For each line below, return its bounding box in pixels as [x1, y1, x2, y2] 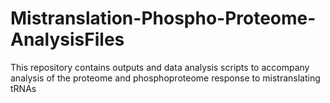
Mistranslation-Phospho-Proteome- [10, 7, 317, 30]
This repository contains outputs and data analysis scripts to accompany [10, 61, 310, 73]
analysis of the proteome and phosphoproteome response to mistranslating [10, 72, 321, 84]
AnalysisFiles [10, 28, 125, 51]
